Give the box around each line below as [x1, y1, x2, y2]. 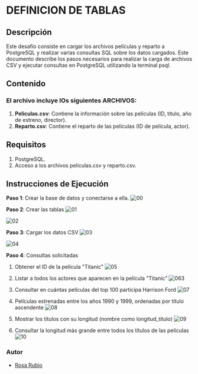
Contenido [6, 79, 46, 89]
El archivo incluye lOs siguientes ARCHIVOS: [6, 96, 137, 105]
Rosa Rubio [14, 362, 43, 369]
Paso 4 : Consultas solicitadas [6, 252, 79, 259]
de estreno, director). [14, 116, 67, 123]
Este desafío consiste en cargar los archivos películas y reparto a [6, 43, 165, 50]
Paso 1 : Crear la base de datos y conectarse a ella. [6, 195, 129, 202]
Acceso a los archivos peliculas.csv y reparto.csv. [14, 162, 137, 169]
